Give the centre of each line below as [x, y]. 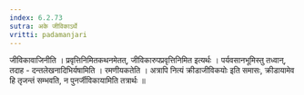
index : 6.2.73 [36, 18]
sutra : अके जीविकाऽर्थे [43, 26]
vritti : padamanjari [49, 34]
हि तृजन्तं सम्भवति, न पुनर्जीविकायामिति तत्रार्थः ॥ [77, 81]
